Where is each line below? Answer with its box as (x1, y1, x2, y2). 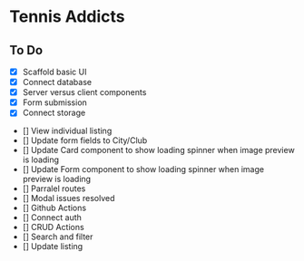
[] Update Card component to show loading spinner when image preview (22, 145, 295, 156)
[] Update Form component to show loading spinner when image (22, 164, 265, 175)
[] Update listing (22, 241, 83, 252)
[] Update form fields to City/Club (22, 135, 148, 146)
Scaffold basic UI (22, 66, 87, 77)
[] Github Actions (22, 202, 87, 214)
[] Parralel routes (22, 183, 86, 194)
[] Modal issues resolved (22, 193, 115, 204)
